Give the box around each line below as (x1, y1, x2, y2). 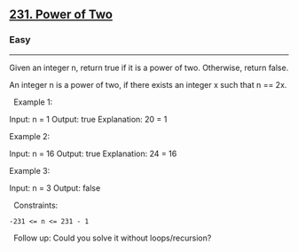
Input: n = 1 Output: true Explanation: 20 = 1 (9, 114, 168, 124)
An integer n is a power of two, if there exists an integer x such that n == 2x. (9, 79, 287, 90)
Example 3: (9, 165, 51, 176)
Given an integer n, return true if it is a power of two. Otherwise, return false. (9, 62, 289, 73)
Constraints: (12, 200, 59, 210)
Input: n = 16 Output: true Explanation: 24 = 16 (9, 148, 177, 159)
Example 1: (12, 97, 53, 107)
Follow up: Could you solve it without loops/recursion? (12, 232, 212, 243)
